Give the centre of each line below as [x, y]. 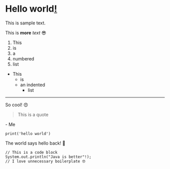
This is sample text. [26, 23]
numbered [23, 58]
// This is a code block [31, 152]
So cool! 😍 [17, 105]
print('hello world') [28, 133]
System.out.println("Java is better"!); [49, 157]
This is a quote [33, 114]
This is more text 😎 [26, 32]
